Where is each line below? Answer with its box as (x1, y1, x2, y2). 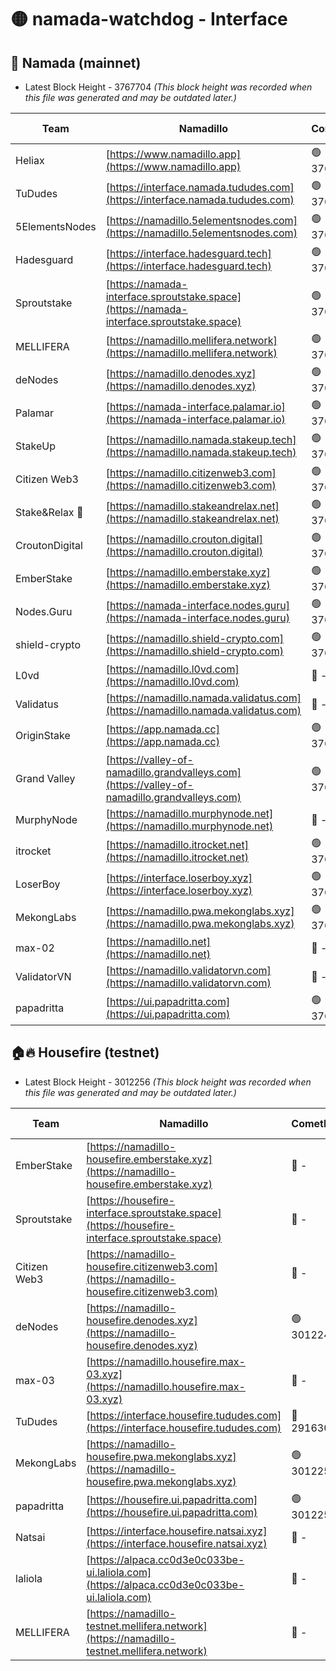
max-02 (15, 941, 55, 955)
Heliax (15, 153, 45, 167)
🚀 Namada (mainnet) (10, 54, 142, 71)
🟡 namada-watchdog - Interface (10, 8, 288, 31)
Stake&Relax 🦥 (15, 505, 84, 519)
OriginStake (15, 728, 71, 742)
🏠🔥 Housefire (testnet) (10, 1044, 160, 1061)
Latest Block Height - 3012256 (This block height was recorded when (24, 1076, 312, 1088)
